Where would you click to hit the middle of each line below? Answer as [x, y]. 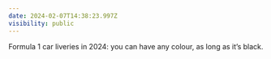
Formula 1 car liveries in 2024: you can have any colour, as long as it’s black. [136, 46]
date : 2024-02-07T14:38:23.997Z [63, 16]
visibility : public [41, 23]
